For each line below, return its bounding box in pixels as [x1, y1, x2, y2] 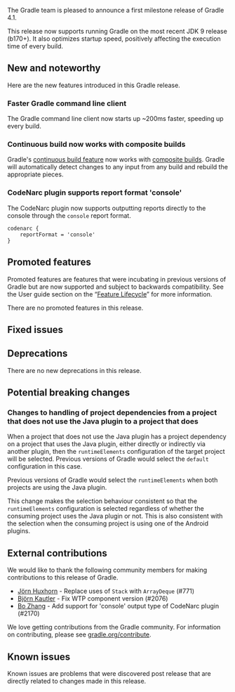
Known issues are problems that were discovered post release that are [7, 670, 212, 678]
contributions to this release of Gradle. [7, 573, 119, 582]
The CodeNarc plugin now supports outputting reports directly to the [7, 204, 206, 212]
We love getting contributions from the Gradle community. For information [7, 623, 221, 632]
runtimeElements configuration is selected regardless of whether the [7, 504, 205, 513]
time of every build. [7, 42, 64, 50]
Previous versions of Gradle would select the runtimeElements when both [7, 476, 218, 484]
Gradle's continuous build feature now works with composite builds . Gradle [7, 155, 225, 164]
